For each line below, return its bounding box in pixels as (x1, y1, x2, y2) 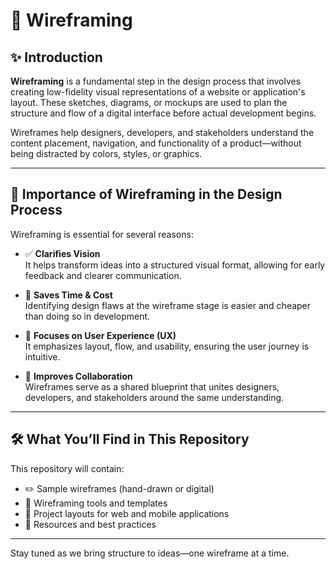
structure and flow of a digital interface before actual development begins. (10, 107, 317, 119)
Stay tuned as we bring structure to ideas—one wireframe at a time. (10, 547, 290, 559)
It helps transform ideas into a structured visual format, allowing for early (24, 259, 326, 271)
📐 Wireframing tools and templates (24, 497, 168, 509)
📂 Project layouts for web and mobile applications (24, 507, 230, 519)
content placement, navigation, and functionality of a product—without (10, 137, 302, 149)
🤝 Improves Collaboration (24, 370, 133, 382)
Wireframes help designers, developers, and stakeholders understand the (10, 127, 315, 138)
